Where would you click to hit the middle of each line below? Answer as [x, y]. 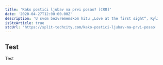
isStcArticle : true [25, 23]
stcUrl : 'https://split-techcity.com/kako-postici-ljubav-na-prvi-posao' [81, 27]
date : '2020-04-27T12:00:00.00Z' [39, 14]
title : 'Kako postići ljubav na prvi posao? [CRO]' [58, 9]
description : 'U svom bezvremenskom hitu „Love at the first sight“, [77, 18]
